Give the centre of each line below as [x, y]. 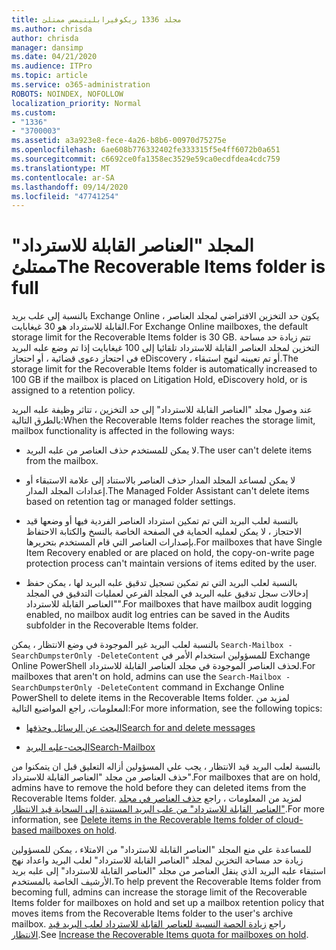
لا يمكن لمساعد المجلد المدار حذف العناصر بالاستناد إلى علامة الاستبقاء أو [160, 480]
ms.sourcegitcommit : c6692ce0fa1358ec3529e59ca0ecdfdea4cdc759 [146, 159]
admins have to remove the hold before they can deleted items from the [159, 788]
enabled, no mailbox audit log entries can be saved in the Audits [158, 615]
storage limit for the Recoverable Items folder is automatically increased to [164, 369]
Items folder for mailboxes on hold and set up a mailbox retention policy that [168, 903]
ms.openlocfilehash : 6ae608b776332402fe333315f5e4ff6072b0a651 [146, 150]
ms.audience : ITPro [52, 66]
